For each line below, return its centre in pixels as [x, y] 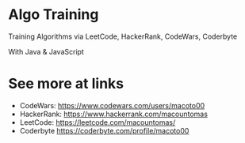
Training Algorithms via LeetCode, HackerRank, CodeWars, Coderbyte [123, 36]
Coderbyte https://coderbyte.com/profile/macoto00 [104, 130]
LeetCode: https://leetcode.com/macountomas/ [98, 122]
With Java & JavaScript [46, 51]
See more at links [66, 84]
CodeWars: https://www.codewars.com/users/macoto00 [112, 105]
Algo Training [54, 15]
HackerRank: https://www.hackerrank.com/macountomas [114, 114]
